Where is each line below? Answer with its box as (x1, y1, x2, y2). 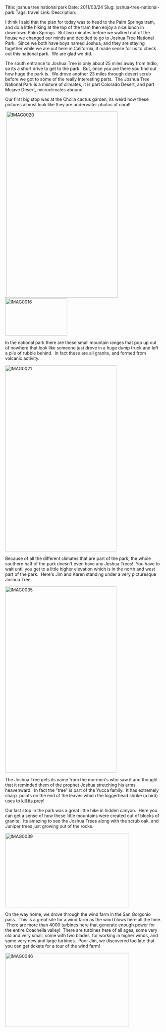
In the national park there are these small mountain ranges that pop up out (5, 340, 157, 345)
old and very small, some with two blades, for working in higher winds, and (5, 933, 158, 938)
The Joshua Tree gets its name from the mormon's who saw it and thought (5, 777, 158, 782)
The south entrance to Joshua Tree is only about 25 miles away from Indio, (5, 61, 158, 66)
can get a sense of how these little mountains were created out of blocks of (5, 813, 160, 819)
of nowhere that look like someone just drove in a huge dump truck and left (5, 345, 159, 350)
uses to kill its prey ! (5, 798, 45, 804)
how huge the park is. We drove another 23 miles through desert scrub (5, 71, 151, 76)
